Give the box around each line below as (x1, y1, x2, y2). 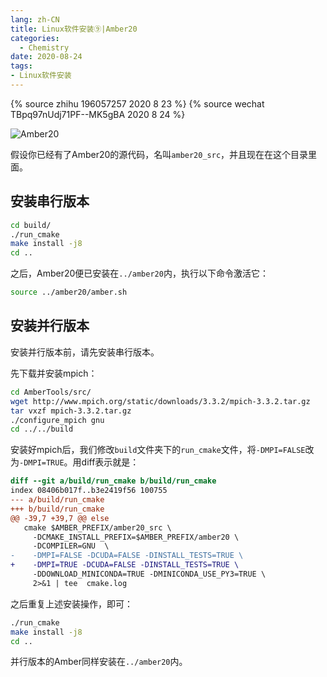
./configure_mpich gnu (10, 415, 105, 425)
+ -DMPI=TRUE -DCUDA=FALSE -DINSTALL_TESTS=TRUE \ (10, 560, 240, 570)
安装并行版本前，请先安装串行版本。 (10, 346, 160, 358)
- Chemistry (19, 42, 70, 53)
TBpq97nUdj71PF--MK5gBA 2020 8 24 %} (10, 108, 186, 120)
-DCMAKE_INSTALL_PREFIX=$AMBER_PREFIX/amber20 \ (32, 532, 240, 542)
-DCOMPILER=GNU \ (32, 541, 110, 551)
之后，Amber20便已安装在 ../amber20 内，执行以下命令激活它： (10, 267, 269, 280)
